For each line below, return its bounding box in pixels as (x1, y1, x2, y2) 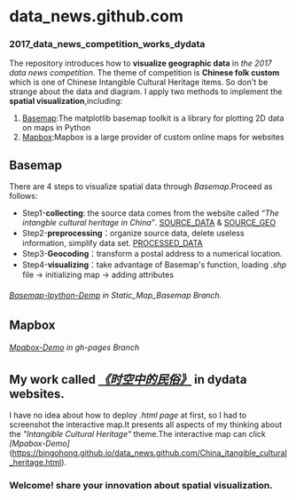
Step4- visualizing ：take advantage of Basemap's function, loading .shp (21, 259, 287, 270)
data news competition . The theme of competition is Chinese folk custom (9, 67, 280, 78)
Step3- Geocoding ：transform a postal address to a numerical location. (21, 249, 283, 259)
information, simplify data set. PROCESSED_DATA (21, 238, 203, 249)
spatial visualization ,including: (9, 96, 123, 107)
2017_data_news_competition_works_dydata (9, 38, 206, 51)
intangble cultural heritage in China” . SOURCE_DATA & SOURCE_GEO (21, 218, 277, 228)
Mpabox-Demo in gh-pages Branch (9, 342, 140, 353)
